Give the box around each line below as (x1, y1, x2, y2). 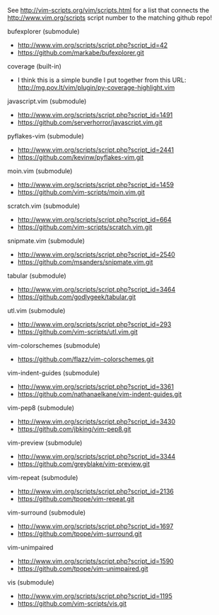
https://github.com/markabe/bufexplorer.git (17, 49, 145, 57)
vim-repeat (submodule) (7, 474, 78, 481)
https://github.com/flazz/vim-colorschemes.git (17, 355, 154, 363)
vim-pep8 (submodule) (7, 404, 75, 412)
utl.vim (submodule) (7, 307, 66, 315)
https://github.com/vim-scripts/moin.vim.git (17, 188, 145, 197)
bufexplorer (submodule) (7, 28, 80, 35)
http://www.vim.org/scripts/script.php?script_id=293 (17, 320, 172, 328)
